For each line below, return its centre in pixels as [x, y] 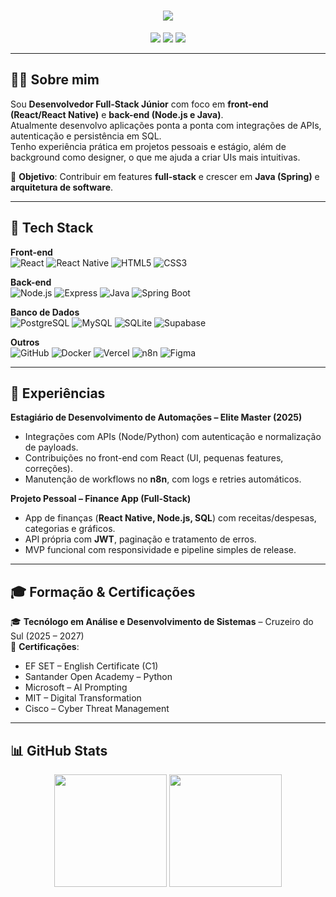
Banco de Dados [45, 312]
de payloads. [51, 447]
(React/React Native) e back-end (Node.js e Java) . [117, 114]
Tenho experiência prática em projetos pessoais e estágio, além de [148, 146]
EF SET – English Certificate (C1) [91, 666]
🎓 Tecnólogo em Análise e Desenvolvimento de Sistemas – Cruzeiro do [162, 622]
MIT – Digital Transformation [83, 698]
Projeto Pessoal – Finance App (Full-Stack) [101, 499]
